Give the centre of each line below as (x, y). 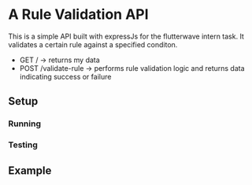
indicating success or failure (65, 76)
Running (25, 124)
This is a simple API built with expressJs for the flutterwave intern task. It (126, 36)
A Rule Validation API (78, 15)
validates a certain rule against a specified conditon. (93, 44)
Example (30, 170)
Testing (23, 145)
